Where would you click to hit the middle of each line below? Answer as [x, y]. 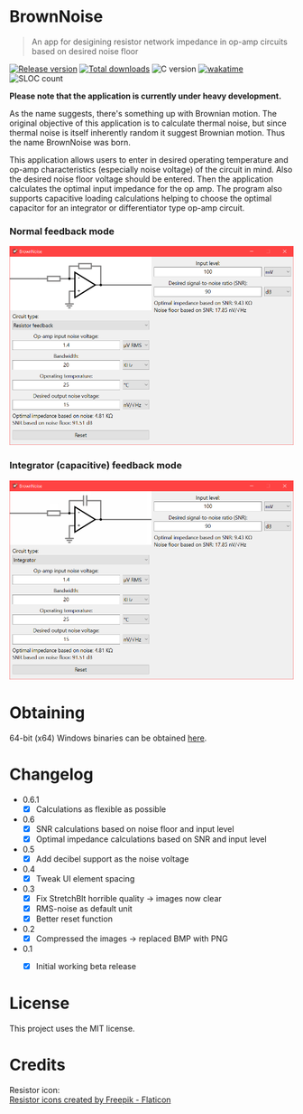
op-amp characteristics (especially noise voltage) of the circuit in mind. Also [151, 169]
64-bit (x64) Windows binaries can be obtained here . [108, 738]
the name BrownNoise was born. [70, 142]
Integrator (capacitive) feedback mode [96, 466]
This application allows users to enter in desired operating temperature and [149, 159]
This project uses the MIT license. [72, 1029]
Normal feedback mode [62, 231]
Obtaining [47, 713]
